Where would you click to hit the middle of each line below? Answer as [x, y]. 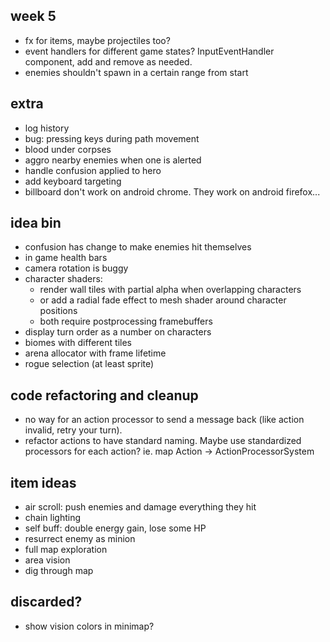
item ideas [43, 482]
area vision [47, 560]
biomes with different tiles [78, 343]
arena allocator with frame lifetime [95, 353]
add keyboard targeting [73, 181]
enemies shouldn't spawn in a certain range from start [136, 72]
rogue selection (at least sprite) [89, 364]
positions [58, 311]
